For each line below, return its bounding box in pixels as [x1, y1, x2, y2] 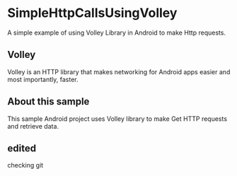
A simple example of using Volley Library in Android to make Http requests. [7, 28, 226, 37]
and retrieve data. [7, 122, 59, 130]
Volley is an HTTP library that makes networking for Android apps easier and [7, 67, 231, 76]
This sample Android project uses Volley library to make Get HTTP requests [7, 115, 228, 123]
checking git [7, 161, 44, 170]
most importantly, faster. [7, 75, 79, 83]
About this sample [7, 95, 90, 107]
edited [7, 142, 37, 154]
